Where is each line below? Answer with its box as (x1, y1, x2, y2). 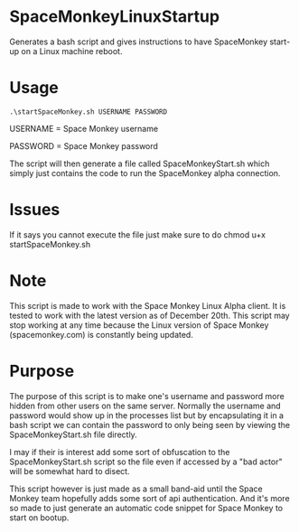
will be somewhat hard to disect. (9, 465, 130, 476)
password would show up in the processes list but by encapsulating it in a (9, 409, 285, 421)
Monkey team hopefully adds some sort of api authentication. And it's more (9, 492, 291, 503)
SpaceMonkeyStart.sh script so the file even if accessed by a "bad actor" (9, 456, 283, 467)
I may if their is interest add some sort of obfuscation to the (9, 446, 230, 457)
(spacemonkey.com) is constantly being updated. (9, 329, 194, 340)
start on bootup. (9, 512, 70, 523)
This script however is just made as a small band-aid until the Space (9, 483, 264, 494)
